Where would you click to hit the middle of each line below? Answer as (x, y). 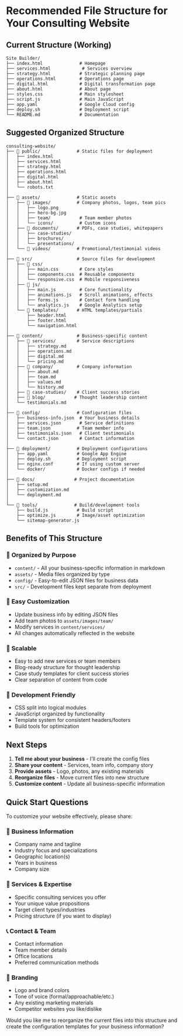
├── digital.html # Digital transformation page (81, 84)
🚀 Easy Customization (38, 602)
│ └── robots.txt (30, 187)
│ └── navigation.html (42, 326)
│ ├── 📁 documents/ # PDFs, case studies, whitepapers (85, 228)
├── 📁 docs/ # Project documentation (70, 479)
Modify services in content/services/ (60, 627)
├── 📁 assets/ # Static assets (61, 197)
